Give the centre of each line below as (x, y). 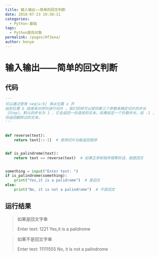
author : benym (20, 42)
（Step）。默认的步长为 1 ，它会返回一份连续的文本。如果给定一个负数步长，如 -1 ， (81, 113)
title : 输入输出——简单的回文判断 (35, 10)
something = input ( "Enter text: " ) (42, 171)
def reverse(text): (25, 135)
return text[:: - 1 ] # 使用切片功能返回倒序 (56, 140)
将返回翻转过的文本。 (23, 118)
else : (11, 185)
